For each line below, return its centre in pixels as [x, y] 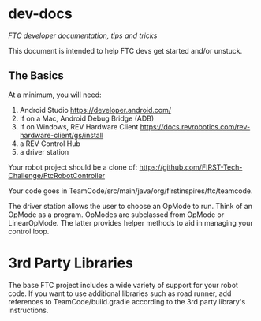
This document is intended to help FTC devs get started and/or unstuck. [125, 50]
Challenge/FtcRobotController [56, 175]
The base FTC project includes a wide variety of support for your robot [123, 285]
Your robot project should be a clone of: [73, 167]
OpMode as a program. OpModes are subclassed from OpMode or [116, 215]
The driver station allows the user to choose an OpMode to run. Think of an [130, 206]
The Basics [36, 76]
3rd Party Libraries [71, 263]
